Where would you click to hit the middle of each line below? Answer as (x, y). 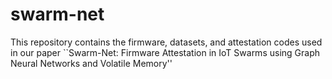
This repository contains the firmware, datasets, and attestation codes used (166, 42)
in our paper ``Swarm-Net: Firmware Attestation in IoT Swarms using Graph (165, 52)
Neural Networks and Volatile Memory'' (91, 63)
